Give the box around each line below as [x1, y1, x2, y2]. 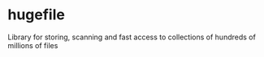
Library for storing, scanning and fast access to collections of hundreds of [7, 32, 257, 42]
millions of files [7, 40, 58, 50]
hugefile [7, 6, 66, 24]
